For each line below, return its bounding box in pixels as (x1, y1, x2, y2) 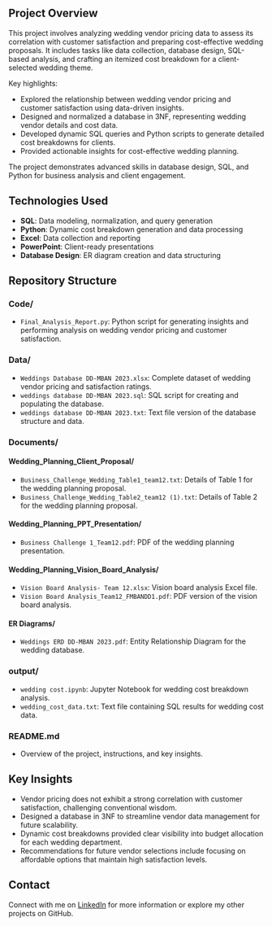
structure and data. (19, 416, 84, 426)
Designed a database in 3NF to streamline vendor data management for (19, 811, 261, 821)
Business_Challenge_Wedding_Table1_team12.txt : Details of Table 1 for (19, 474, 253, 484)
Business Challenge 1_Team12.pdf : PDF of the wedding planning (19, 537, 235, 547)
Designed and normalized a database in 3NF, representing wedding (19, 111, 246, 121)
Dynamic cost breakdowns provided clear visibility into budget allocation (19, 828, 264, 838)
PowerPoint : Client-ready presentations (19, 242, 154, 251)
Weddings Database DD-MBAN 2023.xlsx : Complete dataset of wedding (19, 373, 252, 382)
